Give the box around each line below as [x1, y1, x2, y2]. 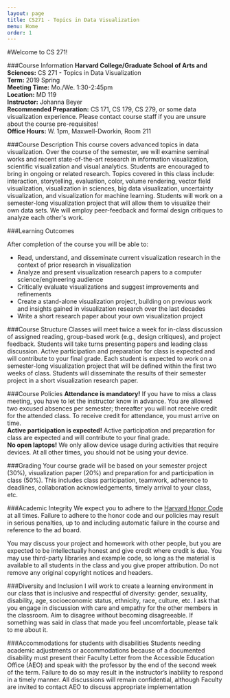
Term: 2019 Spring [7, 76, 60, 85]
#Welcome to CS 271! [7, 48, 68, 56]
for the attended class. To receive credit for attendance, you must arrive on [7, 412, 220, 420]
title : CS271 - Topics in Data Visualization [7, 17, 139, 23]
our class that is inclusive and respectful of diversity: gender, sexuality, [7, 589, 208, 598]
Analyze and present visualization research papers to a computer [16, 268, 202, 276]
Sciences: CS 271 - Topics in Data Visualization [7, 69, 142, 77]
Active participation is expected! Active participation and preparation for [7, 426, 216, 435]
